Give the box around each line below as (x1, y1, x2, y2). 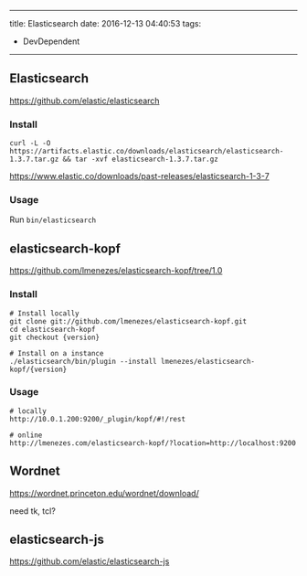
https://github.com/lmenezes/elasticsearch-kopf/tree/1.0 (9, 265, 223, 276)
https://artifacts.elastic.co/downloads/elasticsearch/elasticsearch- (9, 147, 284, 156)
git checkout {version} (9, 333, 101, 342)
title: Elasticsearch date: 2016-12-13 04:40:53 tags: (9, 18, 202, 28)
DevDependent (22, 36, 80, 47)
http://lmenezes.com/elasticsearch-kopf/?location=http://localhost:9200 (9, 438, 297, 448)
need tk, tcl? (9, 505, 57, 517)
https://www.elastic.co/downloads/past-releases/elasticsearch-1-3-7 (9, 171, 270, 182)
